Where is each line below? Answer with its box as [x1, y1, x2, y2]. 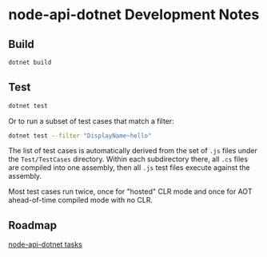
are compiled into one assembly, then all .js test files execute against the [8, 163, 250, 172]
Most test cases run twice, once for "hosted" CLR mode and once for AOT [8, 187, 253, 196]
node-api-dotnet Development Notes [8, 6, 260, 24]
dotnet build [8, 58, 52, 66]
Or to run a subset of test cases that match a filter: [8, 116, 174, 125]
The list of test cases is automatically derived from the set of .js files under [8, 146, 258, 156]
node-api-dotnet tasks [8, 239, 82, 249]
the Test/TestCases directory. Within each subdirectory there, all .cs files [8, 154, 249, 164]
